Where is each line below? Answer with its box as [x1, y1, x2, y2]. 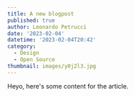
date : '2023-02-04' [7, 30, 65, 37]
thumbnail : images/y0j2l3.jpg [7, 63, 97, 70]
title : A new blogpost [7, 10, 74, 18]
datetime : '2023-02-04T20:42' [7, 37, 97, 44]
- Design [13, 50, 40, 57]
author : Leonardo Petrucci [7, 23, 87, 30]
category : [7, 43, 37, 50]
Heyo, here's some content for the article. [7, 82, 129, 90]
